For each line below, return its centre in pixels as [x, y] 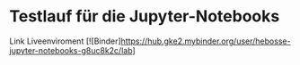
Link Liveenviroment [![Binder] [65, 41]
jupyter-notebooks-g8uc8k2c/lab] [73, 50]
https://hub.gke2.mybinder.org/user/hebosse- [206, 41]
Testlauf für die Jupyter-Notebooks [145, 16]
